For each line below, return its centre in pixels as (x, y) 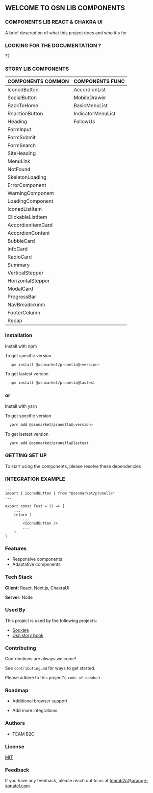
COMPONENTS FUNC (99, 81)
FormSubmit (22, 138)
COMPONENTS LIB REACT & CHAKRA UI (54, 22)
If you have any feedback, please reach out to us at (57, 781)
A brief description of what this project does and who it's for (66, 33)
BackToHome (23, 106)
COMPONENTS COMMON (38, 81)
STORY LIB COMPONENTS (37, 69)
